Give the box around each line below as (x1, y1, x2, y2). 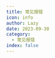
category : (6, 31, 31, 37)
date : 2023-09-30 (6, 25, 50, 32)
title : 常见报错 (6, 8, 43, 15)
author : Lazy (6, 20, 39, 26)
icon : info (6, 14, 33, 21)
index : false (6, 43, 39, 49)
